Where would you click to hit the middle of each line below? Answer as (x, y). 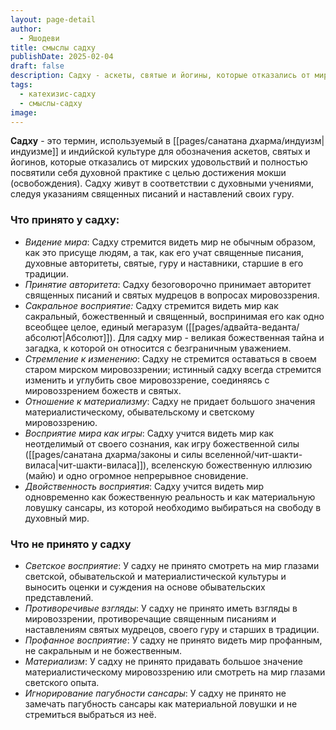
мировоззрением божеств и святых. (103, 390)
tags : (21, 85)
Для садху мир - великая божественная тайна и (221, 337)
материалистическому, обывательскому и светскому (139, 412)
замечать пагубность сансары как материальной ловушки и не (161, 703)
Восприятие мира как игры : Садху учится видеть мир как (149, 433)
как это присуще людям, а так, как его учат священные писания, (164, 252)
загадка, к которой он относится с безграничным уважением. (158, 348)
